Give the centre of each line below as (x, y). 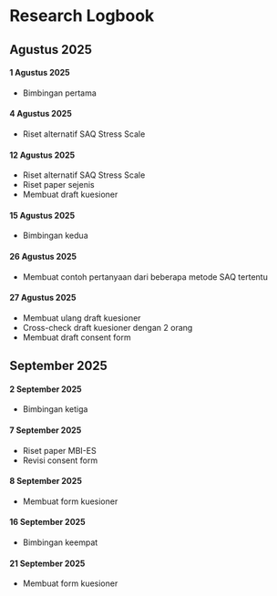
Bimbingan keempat (60, 542)
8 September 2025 (46, 481)
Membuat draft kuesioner (70, 195)
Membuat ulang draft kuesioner (82, 318)
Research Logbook (82, 16)
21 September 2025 (47, 563)
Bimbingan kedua (55, 236)
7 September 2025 (46, 430)
